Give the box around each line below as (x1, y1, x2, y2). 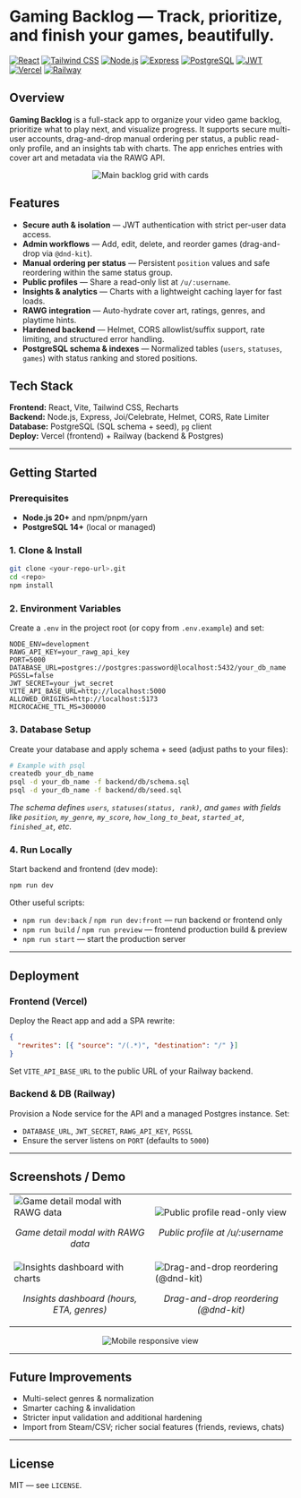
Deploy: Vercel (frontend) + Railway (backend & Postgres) (9, 431, 224, 441)
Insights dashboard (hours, (22, 1292, 137, 1305)
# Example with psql (9, 761, 87, 770)
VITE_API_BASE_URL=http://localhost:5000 (9, 687, 167, 696)
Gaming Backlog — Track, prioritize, (9, 6, 283, 27)
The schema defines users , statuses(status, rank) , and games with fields (9, 802, 281, 813)
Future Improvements (9, 1370, 133, 1385)
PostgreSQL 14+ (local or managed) (21, 522, 157, 533)
